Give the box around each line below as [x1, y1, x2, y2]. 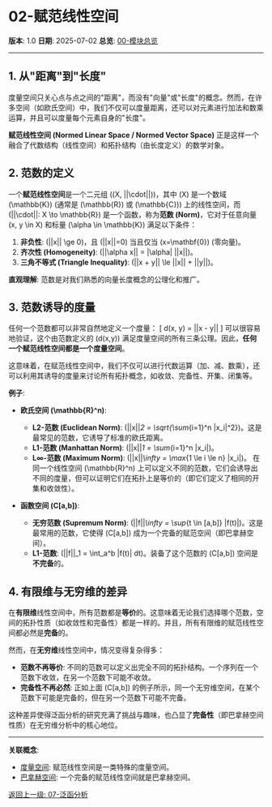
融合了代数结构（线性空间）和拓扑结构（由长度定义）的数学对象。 [8, 140, 228, 150]
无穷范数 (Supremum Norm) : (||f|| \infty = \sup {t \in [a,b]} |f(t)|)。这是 [32, 518, 263, 528]
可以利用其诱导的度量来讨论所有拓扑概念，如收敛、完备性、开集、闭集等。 [8, 371, 257, 381]
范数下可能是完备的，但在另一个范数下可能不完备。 [19, 693, 191, 702]
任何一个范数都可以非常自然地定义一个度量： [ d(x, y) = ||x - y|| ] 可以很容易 [8, 324, 261, 333]
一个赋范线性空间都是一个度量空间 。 [8, 344, 130, 354]
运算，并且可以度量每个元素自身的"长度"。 [8, 113, 151, 122]
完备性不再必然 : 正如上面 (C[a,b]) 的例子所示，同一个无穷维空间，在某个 [19, 683, 261, 693]
